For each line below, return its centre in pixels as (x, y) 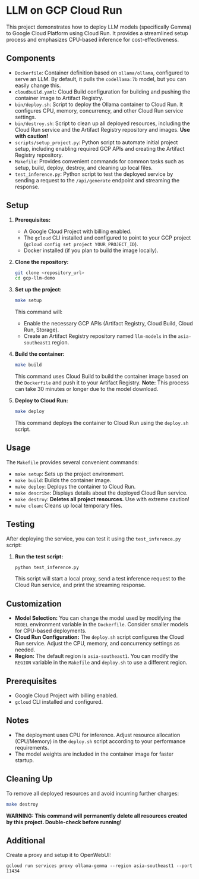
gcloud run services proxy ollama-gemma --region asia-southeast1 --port (99, 866)
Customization (34, 603)
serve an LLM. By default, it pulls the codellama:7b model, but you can (100, 79)
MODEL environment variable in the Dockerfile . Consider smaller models (101, 625)
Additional (26, 841)
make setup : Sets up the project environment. (70, 474)
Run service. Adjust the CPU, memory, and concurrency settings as (97, 644)
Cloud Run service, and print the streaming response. (80, 585)
